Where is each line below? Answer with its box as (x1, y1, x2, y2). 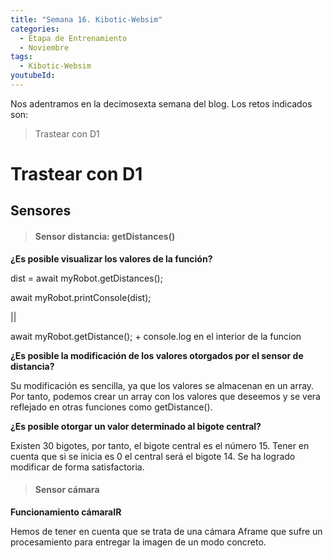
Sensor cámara (34, 484, 100, 496)
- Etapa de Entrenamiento (19, 33, 128, 43)
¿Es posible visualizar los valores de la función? (10, 252, 213, 265)
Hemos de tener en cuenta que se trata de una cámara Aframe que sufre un (10, 525, 323, 537)
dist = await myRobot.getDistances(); (10, 272, 163, 284)
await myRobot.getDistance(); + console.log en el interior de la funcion (10, 330, 302, 342)
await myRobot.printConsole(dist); (10, 291, 152, 303)
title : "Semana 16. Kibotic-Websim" (10, 14, 163, 25)
